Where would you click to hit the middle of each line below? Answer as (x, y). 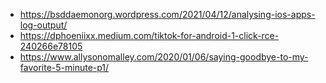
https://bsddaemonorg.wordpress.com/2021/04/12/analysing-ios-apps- (167, 14)
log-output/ (43, 25)
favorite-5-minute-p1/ (64, 67)
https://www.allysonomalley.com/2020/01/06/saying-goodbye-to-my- (164, 57)
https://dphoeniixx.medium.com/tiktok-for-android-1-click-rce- (149, 35)
